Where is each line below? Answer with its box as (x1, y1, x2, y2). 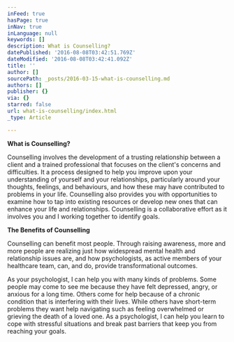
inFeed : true (7, 10, 45, 17)
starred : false (7, 101, 52, 108)
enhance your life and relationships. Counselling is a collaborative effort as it (7, 205, 227, 213)
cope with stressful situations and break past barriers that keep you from (7, 319, 217, 328)
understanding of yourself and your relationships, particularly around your (7, 175, 220, 184)
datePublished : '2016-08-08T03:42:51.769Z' (7, 50, 136, 57)
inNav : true (7, 23, 42, 30)
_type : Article (7, 114, 52, 121)
